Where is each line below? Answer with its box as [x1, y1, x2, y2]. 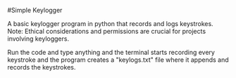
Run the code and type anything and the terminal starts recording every [7, 48, 215, 56]
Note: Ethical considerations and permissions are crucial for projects [7, 27, 206, 35]
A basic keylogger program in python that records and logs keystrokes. [7, 20, 213, 27]
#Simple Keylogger [7, 6, 63, 14]
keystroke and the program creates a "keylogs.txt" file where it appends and [7, 56, 229, 64]
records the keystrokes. [7, 63, 76, 71]
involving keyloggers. [7, 34, 69, 43]
